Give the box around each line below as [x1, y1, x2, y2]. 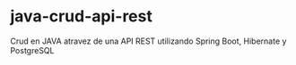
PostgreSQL [10, 45, 55, 55]
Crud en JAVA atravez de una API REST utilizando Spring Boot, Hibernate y [10, 36, 287, 46]
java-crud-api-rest [10, 6, 153, 27]
